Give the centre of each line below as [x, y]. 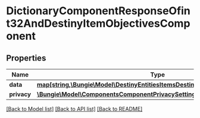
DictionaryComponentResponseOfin [98, 11]
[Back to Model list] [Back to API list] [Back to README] [74, 109]
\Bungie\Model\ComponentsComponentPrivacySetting [116, 94]
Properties [26, 58]
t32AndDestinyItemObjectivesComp [98, 23]
